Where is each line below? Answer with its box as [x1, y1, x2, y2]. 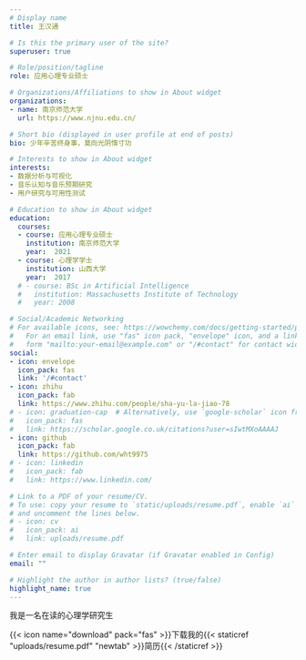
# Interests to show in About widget [9, 155, 153, 164]
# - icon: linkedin [9, 459, 84, 468]
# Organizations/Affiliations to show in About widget [9, 88, 222, 97]
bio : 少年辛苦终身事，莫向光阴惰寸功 [9, 138, 132, 147]
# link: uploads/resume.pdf [9, 534, 125, 543]
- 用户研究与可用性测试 [9, 188, 87, 198]
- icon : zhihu [9, 382, 64, 391]
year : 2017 [25, 272, 71, 282]
